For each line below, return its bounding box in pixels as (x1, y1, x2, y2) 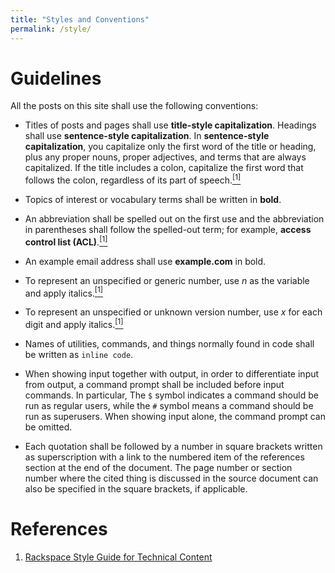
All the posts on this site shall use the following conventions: (10, 100, 259, 112)
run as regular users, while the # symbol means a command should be (24, 400, 314, 412)
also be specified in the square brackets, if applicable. (24, 483, 248, 495)
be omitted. (24, 421, 73, 433)
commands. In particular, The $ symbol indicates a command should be (24, 389, 319, 401)
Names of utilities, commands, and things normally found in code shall (24, 338, 315, 350)
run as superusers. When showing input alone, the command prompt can (24, 411, 327, 423)
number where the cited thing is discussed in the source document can (24, 472, 319, 485)
